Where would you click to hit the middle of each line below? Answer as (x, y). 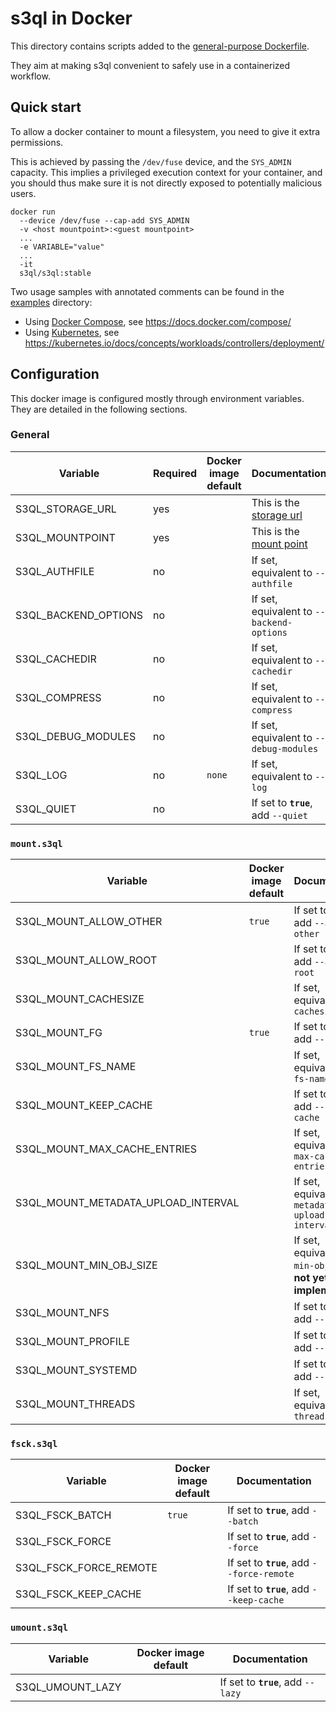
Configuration (55, 374)
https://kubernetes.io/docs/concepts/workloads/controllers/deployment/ (174, 343)
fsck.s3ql (34, 1444)
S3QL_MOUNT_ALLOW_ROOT (86, 960)
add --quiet (279, 815)
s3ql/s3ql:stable (55, 273)
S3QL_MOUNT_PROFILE (72, 1342)
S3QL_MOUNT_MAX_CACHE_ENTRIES (106, 1149)
